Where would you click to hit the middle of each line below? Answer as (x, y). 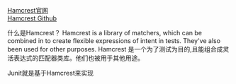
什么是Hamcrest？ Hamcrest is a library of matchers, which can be (105, 33)
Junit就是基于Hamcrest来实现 (51, 73)
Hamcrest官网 (28, 10)
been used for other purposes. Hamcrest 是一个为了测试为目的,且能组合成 (115, 49)
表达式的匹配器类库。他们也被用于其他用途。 (78, 58)
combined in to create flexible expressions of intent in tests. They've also (114, 41)
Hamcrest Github (32, 18)
